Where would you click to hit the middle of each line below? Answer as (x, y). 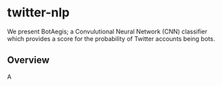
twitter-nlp (38, 13)
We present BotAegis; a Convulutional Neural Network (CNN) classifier (107, 31)
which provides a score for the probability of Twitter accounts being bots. (111, 38)
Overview (29, 60)
